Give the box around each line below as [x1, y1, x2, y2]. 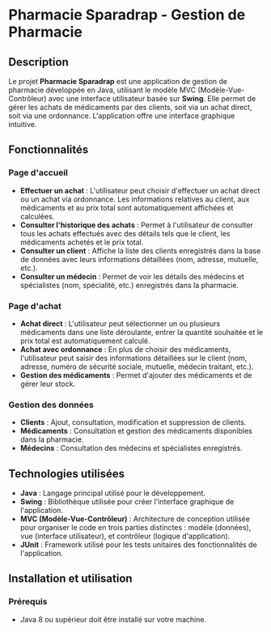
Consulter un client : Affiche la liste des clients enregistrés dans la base [19, 245, 261, 256]
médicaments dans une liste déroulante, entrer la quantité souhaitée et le [19, 327, 264, 337]
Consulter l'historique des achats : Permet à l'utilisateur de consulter [19, 220, 253, 230]
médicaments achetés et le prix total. [19, 237, 144, 247]
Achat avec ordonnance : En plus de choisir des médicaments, [19, 344, 231, 354]
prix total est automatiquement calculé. [19, 336, 151, 346]
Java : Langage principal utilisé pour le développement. [19, 488, 206, 498]
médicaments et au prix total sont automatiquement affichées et [19, 202, 234, 212]
